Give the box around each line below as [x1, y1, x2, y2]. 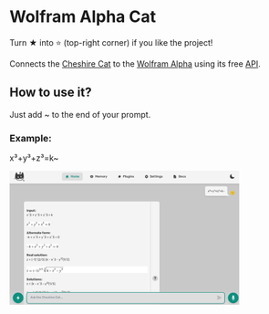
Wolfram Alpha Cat [9, 6, 157, 27]
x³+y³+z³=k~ [9, 152, 59, 163]
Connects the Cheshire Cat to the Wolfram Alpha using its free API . [9, 58, 262, 69]
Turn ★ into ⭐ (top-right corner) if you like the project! [9, 37, 213, 47]
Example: [9, 131, 52, 144]
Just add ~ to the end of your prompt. [9, 109, 151, 120]
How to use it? [9, 85, 92, 100]
